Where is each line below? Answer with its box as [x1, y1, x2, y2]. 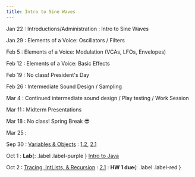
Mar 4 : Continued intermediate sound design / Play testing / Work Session [6, 94, 189, 101]
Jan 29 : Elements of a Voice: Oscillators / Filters [6, 36, 125, 44]
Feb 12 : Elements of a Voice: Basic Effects [6, 60, 110, 67]
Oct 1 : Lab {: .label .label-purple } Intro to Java [6, 152, 119, 159]
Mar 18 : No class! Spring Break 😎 [6, 117, 90, 125]
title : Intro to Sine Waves [6, 8, 76, 15]
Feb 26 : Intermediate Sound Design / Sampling [6, 83, 122, 90]
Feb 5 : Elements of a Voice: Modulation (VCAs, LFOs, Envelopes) [6, 48, 166, 55]
